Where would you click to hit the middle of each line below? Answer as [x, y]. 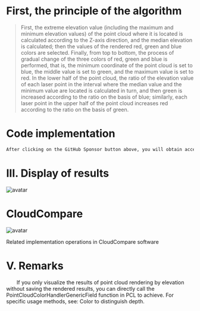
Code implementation [61, 133]
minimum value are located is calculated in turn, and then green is [101, 90]
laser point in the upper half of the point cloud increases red [94, 103]
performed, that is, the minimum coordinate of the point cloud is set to [107, 65]
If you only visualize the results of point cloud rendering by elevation [101, 282]
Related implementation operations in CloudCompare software [82, 241]
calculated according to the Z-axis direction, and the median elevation [107, 40]
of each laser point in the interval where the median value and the [101, 84]
